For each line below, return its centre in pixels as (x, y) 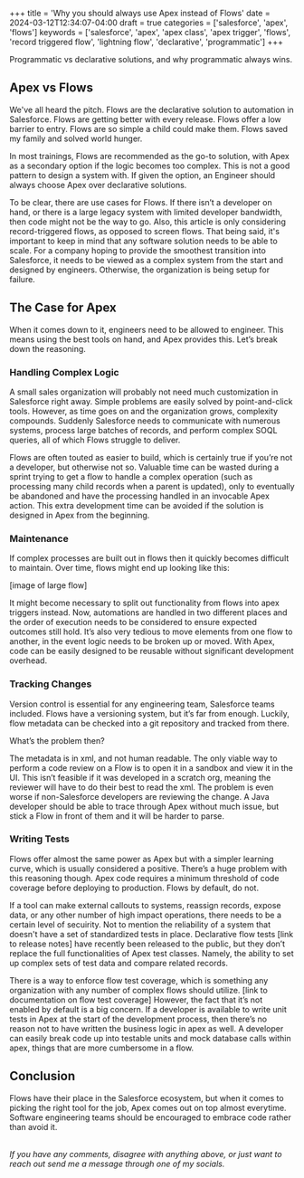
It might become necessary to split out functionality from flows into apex (145, 603)
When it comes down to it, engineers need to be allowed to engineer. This (147, 329)
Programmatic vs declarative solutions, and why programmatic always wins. (151, 59)
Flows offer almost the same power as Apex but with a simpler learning (142, 859)
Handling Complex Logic (64, 372)
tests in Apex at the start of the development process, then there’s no (138, 1019)
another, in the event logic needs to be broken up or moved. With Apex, (142, 641)
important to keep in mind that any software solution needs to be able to (143, 241)
